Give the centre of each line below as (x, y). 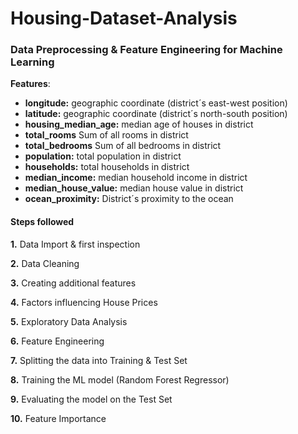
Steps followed (42, 222)
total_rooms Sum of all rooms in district (106, 135)
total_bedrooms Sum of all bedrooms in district (123, 146)
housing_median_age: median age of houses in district (139, 124)
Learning (32, 62)
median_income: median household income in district (136, 178)
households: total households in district (107, 167)
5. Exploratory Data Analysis (69, 321)
